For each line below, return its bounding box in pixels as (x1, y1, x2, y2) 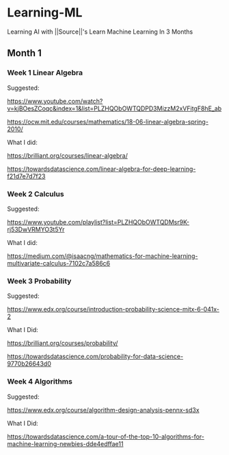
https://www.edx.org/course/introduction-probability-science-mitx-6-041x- (7, 305, 220, 314)
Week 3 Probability (7, 276, 72, 285)
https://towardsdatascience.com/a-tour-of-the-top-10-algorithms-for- (7, 432, 205, 441)
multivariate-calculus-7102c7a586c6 (7, 259, 111, 267)
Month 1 (7, 47, 42, 59)
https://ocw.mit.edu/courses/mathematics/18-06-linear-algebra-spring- (7, 117, 208, 126)
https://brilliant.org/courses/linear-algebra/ (7, 151, 128, 159)
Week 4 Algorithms (7, 377, 73, 386)
